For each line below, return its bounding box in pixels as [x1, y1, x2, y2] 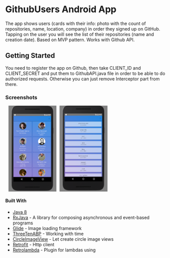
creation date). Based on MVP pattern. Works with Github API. [5, 37, 135, 43]
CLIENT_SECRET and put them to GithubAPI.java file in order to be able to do [5, 70, 165, 76]
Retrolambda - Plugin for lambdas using [12, 247, 96, 253]
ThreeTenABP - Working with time [12, 231, 84, 237]
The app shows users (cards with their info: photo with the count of [5, 20, 146, 26]
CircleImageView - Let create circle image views [12, 236, 114, 242]
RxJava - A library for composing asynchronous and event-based [12, 214, 150, 220]
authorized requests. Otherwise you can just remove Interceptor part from [5, 75, 160, 82]
